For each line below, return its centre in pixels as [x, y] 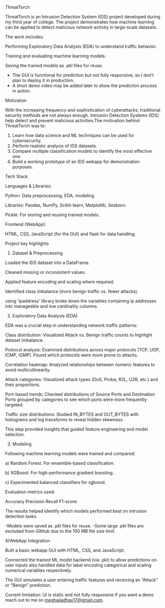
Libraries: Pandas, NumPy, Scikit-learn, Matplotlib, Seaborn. [66, 205]
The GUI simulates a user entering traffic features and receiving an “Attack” [82, 580]
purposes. [23, 167]
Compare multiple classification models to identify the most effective [82, 151]
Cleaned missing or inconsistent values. [46, 272]
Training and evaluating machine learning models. [56, 56]
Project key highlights [27, 243]
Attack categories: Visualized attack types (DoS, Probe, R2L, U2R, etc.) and [82, 379]
